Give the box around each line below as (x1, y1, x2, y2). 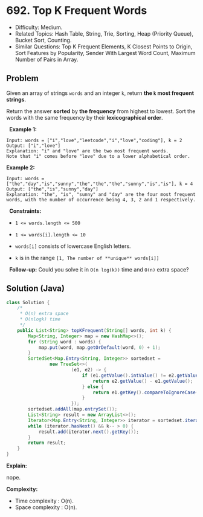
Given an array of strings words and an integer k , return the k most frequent (6, 89, 195, 97)
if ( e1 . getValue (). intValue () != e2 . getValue (82, 372, 199, 379)
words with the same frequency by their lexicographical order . (6, 114, 163, 121)
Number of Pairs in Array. (14, 56, 79, 63)
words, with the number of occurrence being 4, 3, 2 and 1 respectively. (6, 197, 196, 203)
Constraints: (8, 207, 42, 215)
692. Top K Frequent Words (6, 4, 147, 18)
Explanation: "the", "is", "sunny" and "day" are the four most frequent (6, 191, 196, 197)
